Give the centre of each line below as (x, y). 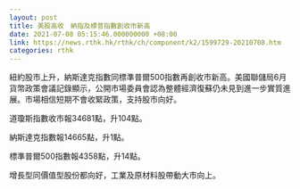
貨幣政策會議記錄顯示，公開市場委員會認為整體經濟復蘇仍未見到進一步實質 (146, 88)
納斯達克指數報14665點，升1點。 (69, 137)
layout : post (33, 17)
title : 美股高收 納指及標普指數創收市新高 (80, 26)
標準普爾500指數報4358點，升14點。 (77, 156)
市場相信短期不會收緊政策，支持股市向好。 (103, 100)
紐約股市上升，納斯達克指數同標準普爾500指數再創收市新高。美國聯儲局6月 (148, 78)
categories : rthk (42, 51)
